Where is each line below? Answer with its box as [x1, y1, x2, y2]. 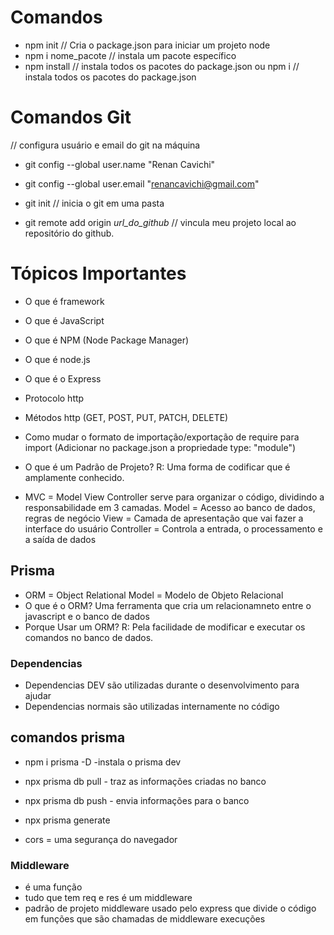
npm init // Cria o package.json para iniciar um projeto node [24, 39, 271, 51]
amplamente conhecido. [24, 471, 125, 483]
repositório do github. [24, 227, 115, 239]
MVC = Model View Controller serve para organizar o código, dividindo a [24, 491, 325, 503]
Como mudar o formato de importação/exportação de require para [24, 431, 300, 443]
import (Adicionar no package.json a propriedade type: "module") [24, 441, 297, 453]
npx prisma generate [24, 814, 111, 826]
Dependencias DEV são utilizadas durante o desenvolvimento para [24, 679, 300, 691]
